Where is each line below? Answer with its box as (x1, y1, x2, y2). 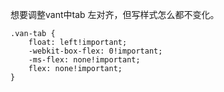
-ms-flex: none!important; (28, 55, 141, 65)
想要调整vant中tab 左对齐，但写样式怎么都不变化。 (10, 9, 220, 20)
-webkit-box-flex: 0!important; (28, 46, 163, 56)
